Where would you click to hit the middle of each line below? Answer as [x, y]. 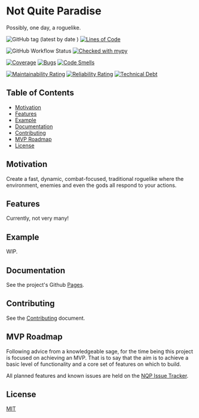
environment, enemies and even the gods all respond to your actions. [91, 185]
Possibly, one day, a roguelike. [44, 28]
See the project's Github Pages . [45, 285]
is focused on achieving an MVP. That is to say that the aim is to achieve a [97, 358]
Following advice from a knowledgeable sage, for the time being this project [99, 351]
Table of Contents [40, 93]
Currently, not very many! [38, 218]
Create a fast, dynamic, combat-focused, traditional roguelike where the [95, 178]
